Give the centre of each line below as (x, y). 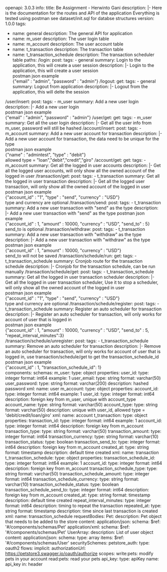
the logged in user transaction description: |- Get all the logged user (75, 181)
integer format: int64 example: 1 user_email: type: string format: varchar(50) (83, 378)
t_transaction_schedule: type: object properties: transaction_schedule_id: (80, 458)
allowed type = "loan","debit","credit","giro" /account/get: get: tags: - (76, 160)
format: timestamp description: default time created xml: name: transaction (82, 452)
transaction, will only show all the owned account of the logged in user (78, 187)
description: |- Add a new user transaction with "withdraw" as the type (78, 240)
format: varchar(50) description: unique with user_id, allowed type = (75, 410)
